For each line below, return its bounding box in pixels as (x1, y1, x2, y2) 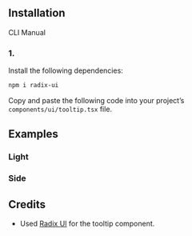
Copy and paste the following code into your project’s (8, 95, 185, 105)
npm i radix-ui (8, 82, 59, 90)
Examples (8, 127, 58, 141)
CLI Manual (8, 27, 46, 37)
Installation (8, 6, 66, 20)
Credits (8, 198, 46, 211)
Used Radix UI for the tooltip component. (19, 219, 155, 229)
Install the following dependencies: (8, 66, 124, 75)
